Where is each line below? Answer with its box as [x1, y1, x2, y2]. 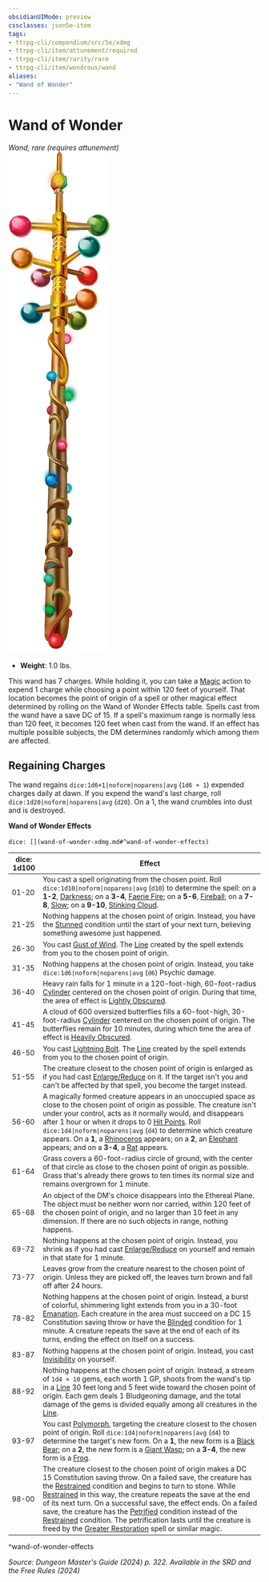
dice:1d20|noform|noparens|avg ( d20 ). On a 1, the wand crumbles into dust [8, 797, 253, 807]
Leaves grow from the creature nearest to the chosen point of [42, 1264, 246, 1273]
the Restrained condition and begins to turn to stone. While [42, 1481, 236, 1491]
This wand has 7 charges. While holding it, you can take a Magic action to [8, 676, 251, 685]
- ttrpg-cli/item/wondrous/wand [8, 64, 116, 72]
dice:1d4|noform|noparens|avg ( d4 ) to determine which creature [42, 1126, 253, 1136]
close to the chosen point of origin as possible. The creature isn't [42, 1100, 256, 1110]
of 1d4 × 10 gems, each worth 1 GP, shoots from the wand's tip [42, 1374, 251, 1383]
